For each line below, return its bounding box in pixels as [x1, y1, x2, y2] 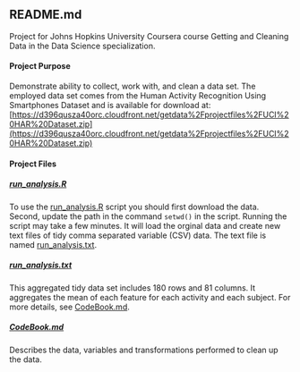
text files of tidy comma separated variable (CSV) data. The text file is [9, 230, 267, 241]
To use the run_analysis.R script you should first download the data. [9, 201, 260, 212]
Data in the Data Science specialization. [9, 40, 156, 51]
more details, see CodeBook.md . [9, 301, 130, 312]
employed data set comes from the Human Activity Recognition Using [9, 90, 267, 101]
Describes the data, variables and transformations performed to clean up [9, 344, 279, 355]
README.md [9, 7, 82, 22]
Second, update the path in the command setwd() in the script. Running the [9, 210, 287, 222]
